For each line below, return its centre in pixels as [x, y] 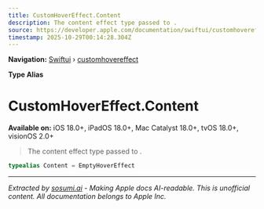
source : [21, 30]
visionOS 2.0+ [31, 136]
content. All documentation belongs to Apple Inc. [87, 196]
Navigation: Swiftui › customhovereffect [73, 59]
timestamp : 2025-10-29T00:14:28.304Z [70, 37]
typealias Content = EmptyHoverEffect [71, 166]
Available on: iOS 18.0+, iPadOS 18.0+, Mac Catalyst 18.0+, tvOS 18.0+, [124, 128]
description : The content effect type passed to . [93, 23]
